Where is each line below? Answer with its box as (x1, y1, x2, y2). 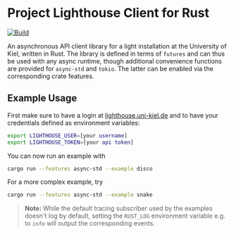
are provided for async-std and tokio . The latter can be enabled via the (7, 64, 214, 73)
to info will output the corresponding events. (24, 219, 155, 228)
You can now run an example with (7, 152, 106, 160)
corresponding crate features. (7, 72, 94, 80)
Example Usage (7, 92, 78, 104)
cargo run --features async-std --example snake (7, 192, 153, 199)
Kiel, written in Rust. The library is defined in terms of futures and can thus (7, 49, 226, 58)
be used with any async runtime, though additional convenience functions (7, 56, 222, 65)
